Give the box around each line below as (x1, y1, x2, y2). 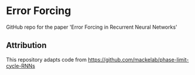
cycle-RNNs (6, 62, 35, 69)
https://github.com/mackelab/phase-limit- (87, 56, 189, 63)
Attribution (6, 40, 47, 50)
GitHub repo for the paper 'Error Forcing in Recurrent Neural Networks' (6, 23, 177, 30)
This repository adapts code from (6, 56, 87, 63)
